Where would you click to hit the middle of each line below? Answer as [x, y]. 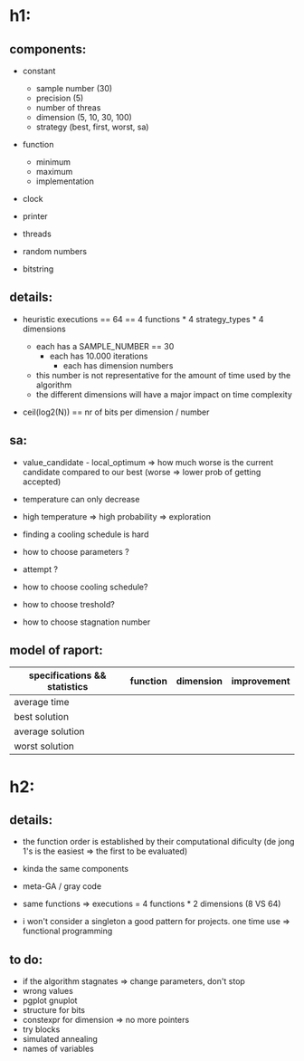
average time [42, 703]
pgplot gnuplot [50, 1000]
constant [39, 71]
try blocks [41, 1029]
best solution [42, 717]
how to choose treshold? [68, 604]
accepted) [42, 482]
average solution [49, 731]
